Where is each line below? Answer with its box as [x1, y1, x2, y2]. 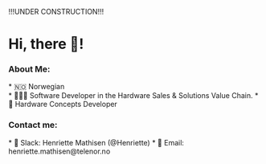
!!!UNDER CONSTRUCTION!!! [8, 7, 104, 16]
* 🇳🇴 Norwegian [8, 82, 65, 92]
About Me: [8, 64, 51, 75]
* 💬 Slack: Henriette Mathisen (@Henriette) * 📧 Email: [8, 137, 185, 147]
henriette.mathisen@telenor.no [8, 146, 111, 156]
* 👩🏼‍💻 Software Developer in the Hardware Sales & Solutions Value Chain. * [8, 91, 259, 100]
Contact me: [8, 120, 58, 131]
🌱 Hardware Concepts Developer [8, 100, 118, 109]
